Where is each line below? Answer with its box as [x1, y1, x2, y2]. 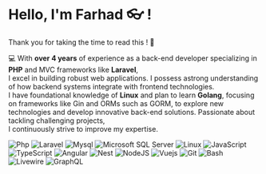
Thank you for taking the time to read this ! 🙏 [8, 37, 155, 47]
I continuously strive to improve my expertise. [8, 124, 158, 133]
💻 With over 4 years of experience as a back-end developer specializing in [8, 53, 257, 63]
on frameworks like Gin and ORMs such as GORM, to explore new [8, 98, 224, 108]
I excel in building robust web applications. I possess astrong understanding [8, 73, 259, 83]
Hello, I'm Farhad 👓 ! [8, 6, 152, 24]
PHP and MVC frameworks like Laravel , [8, 65, 138, 74]
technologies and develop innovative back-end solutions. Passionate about [8, 107, 256, 117]
